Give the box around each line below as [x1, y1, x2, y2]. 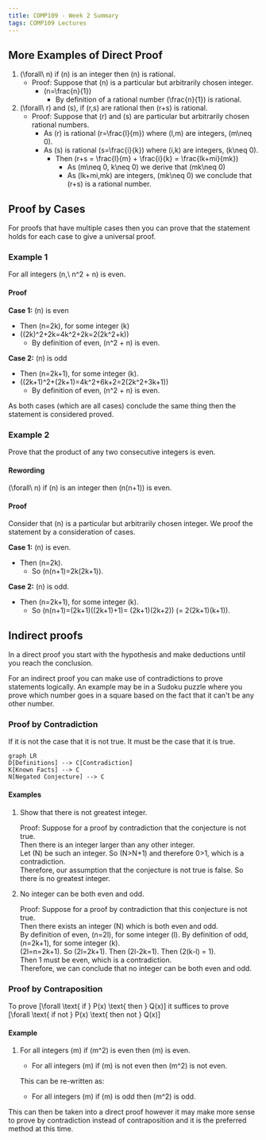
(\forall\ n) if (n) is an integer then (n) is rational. [19, 69, 176, 79]
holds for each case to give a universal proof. [8, 232, 156, 242]
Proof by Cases [8, 202, 86, 215]
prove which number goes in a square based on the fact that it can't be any [8, 690, 254, 700]
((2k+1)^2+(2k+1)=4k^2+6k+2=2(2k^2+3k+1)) [19, 377, 169, 386]
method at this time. [8, 1124, 74, 1134]
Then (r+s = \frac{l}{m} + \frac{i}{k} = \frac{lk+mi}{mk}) [55, 154, 239, 164]
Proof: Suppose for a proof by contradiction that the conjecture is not [19, 823, 247, 833]
